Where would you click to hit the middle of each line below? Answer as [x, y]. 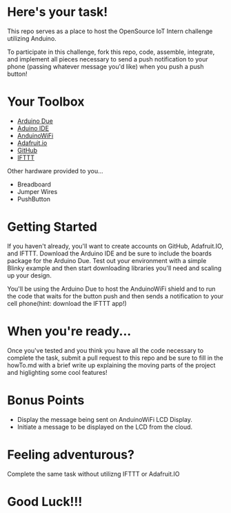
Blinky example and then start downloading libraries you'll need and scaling [114, 268]
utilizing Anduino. [32, 38]
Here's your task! [58, 12]
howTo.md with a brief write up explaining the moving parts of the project [111, 365]
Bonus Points [46, 400]
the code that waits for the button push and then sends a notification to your [115, 296]
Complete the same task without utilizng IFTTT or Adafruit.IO [94, 474]
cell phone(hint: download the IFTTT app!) [67, 303]
